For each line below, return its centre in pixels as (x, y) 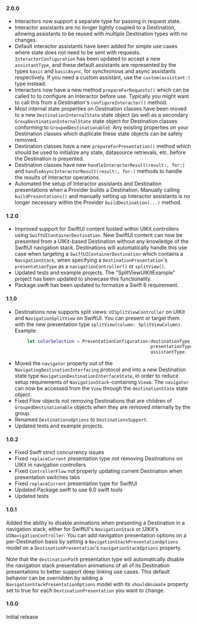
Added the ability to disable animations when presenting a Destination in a (96, 523)
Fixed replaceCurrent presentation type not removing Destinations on (98, 459)
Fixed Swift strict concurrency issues (59, 452)
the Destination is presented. (49, 159)
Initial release (22, 617)
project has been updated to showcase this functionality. (83, 279)
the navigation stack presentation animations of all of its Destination (88, 565)
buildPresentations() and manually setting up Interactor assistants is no (102, 196)
